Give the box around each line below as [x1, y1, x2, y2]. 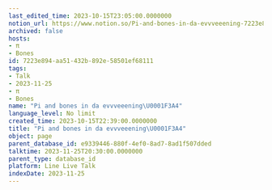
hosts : [8, 34, 31, 43]
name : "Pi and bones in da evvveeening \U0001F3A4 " [8, 102, 183, 110]
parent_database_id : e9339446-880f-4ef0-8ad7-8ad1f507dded [8, 139, 212, 148]
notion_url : [8, 19, 49, 27]
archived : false [8, 27, 63, 35]
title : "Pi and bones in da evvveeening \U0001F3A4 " [8, 125, 186, 133]
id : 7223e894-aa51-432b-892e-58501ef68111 [8, 57, 154, 65]
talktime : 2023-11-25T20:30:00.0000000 [8, 147, 143, 155]
